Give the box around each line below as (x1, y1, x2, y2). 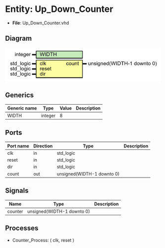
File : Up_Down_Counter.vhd (12, 20, 69, 26)
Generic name (7, 105, 37, 111)
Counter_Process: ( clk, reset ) (12, 237, 75, 243)
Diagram (5, 34, 32, 43)
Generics (5, 91, 34, 99)
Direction (33, 143, 53, 149)
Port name (7, 143, 30, 149)
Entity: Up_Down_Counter (5, 3, 114, 15)
